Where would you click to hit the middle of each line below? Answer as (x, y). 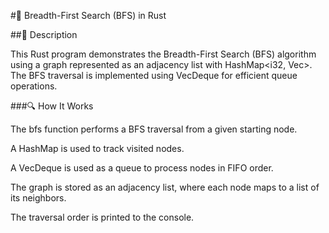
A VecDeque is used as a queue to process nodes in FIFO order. (142, 168)
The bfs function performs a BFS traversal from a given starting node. (154, 129)
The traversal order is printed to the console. (102, 217)
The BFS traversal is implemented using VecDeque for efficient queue (154, 75)
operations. (34, 86)
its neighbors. (38, 198)
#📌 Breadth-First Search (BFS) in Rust (88, 15)
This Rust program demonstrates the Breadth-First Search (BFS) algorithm (163, 54)
